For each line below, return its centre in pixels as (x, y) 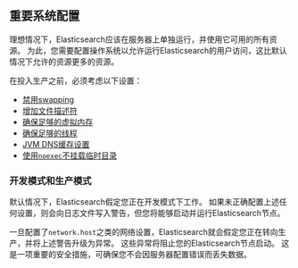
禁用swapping (48, 99)
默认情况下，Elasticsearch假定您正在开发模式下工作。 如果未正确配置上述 (144, 202)
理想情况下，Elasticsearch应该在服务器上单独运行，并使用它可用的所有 (139, 39)
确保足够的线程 (50, 133)
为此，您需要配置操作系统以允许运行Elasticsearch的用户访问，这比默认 (157, 50)
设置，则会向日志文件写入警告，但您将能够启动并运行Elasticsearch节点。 (151, 214)
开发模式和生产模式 (50, 180)
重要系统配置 (45, 16)
